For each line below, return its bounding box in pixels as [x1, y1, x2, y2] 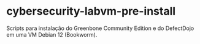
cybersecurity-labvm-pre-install [6, 4, 176, 18]
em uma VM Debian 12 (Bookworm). [6, 31, 98, 38]
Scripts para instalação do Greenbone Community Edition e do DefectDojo [6, 24, 194, 32]
